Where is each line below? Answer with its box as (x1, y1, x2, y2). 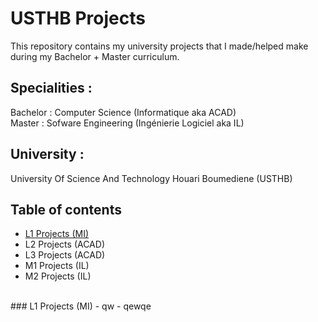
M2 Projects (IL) (24, 270, 92, 282)
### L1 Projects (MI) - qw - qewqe (10, 300, 152, 312)
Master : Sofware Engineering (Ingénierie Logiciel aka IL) (10, 117, 245, 129)
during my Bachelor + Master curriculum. (10, 50, 180, 62)
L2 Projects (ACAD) (24, 238, 105, 251)
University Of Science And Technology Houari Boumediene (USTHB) (10, 172, 293, 184)
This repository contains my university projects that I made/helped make (10, 40, 309, 52)
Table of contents (10, 201, 122, 218)
